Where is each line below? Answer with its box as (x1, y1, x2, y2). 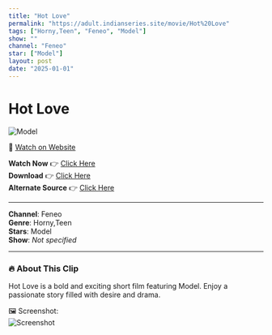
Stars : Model (8, 226, 53, 236)
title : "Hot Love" (8, 11, 70, 20)
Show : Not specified (8, 234, 77, 244)
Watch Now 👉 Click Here (8, 158, 96, 168)
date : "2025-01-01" (8, 65, 74, 73)
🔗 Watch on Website (8, 142, 76, 152)
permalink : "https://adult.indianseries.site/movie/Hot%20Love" (8, 19, 230, 28)
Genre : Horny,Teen (8, 217, 72, 227)
